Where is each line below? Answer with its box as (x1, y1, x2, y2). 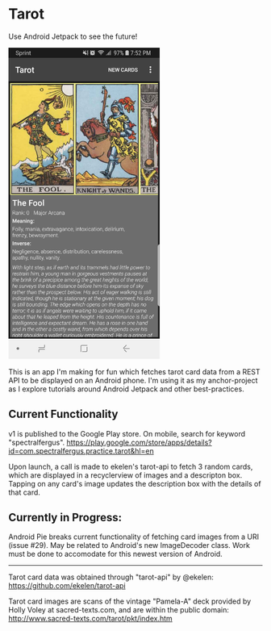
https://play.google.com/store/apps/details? (66, 437, 212, 447)
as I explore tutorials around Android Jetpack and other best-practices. (8, 384, 244, 394)
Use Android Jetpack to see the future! (8, 31, 138, 41)
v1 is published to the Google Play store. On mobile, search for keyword (8, 428, 246, 438)
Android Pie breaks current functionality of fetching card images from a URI (8, 532, 260, 541)
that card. (8, 487, 40, 497)
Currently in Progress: (8, 511, 123, 524)
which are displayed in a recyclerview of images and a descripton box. (8, 470, 243, 480)
